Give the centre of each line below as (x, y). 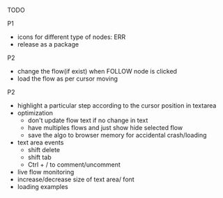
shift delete (44, 150)
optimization (35, 113)
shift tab (39, 157)
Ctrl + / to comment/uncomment (74, 165)
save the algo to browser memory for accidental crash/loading (117, 135)
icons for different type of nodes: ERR (71, 37)
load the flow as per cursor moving (68, 79)
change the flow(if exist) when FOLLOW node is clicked (97, 71)
